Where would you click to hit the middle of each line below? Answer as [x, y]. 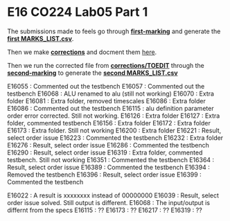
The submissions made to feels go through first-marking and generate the [114, 31]
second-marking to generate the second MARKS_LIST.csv [92, 73]
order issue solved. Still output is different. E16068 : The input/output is [108, 202]
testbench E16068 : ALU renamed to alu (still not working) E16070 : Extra [111, 94]
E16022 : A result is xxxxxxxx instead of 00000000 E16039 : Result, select [113, 195]
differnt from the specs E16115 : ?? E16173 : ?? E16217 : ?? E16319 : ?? [105, 210]
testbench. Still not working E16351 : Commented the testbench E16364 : [111, 159]
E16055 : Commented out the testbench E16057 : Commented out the [106, 86]
